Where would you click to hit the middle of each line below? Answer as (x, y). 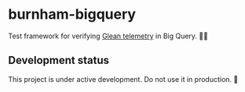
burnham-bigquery (72, 14)
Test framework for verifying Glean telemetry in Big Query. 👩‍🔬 (108, 36)
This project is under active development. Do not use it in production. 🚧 (123, 79)
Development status (59, 60)
